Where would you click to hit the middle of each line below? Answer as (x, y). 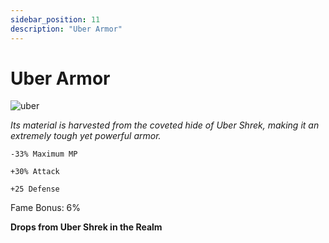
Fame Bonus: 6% (46, 208)
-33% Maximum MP (44, 154)
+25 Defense (35, 189)
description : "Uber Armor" (66, 29)
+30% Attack (35, 172)
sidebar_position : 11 (55, 19)
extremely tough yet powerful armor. (86, 136)
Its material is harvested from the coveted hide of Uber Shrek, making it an (165, 125)
